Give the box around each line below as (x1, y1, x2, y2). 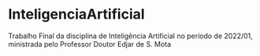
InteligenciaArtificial (8, 5, 145, 23)
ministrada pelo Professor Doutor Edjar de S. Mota (8, 39, 172, 48)
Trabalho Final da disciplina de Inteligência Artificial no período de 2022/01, (8, 31, 254, 40)
